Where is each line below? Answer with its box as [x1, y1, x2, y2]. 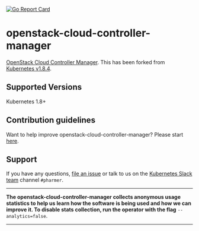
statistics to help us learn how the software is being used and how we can [6, 200, 191, 207]
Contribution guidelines [6, 115, 96, 125]
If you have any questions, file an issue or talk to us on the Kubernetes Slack [6, 170, 192, 178]
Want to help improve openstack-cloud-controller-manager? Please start [6, 131, 184, 138]
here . [6, 137, 19, 144]
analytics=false [6, 214, 46, 220]
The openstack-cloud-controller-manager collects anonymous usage [6, 194, 181, 201]
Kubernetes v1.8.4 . [6, 65, 52, 72]
